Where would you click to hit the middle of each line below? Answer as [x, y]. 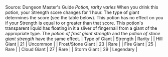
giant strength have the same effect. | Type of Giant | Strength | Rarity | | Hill [84, 39]
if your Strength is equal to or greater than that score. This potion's [74, 23]
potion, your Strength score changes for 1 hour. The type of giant [72, 12]
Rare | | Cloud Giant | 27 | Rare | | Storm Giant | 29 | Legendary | [71, 49]
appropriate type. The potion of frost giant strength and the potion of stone [83, 33]
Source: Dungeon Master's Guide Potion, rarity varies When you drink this [82, 7]
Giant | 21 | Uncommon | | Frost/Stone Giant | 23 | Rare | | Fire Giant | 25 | [81, 44]
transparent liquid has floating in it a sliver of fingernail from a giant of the [81, 28]
